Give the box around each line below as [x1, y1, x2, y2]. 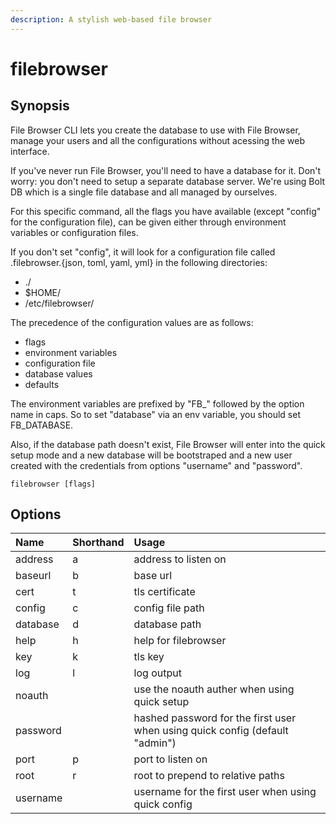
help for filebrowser [133, 634, 227, 648]
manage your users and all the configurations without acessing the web [10, 134, 306, 146]
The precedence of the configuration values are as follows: [10, 316, 254, 328]
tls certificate [133, 585, 196, 599]
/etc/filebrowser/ [24, 297, 95, 309]
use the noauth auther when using [133, 682, 295, 696]
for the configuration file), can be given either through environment [10, 216, 287, 228]
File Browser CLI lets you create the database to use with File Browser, [10, 124, 301, 136]
